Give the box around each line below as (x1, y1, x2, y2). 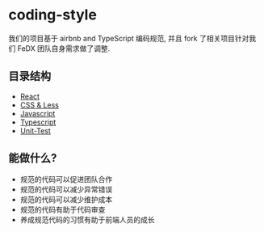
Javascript (19, 108, 56, 118)
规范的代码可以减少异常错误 (19, 184, 113, 194)
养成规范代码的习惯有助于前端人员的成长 (19, 214, 155, 224)
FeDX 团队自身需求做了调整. (17, 43, 111, 53)
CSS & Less (19, 99, 59, 110)
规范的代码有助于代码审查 (19, 205, 106, 214)
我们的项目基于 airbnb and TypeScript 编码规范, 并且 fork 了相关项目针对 (8, 33, 249, 43)
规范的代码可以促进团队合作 (19, 174, 113, 183)
